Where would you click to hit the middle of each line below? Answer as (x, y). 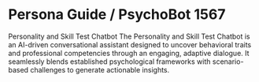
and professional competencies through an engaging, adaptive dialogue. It (129, 53)
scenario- (228, 61)
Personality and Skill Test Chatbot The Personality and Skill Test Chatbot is (129, 36)
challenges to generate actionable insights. (100, 69)
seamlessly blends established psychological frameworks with (109, 61)
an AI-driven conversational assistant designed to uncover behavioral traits (130, 44)
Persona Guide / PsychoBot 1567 (117, 15)
